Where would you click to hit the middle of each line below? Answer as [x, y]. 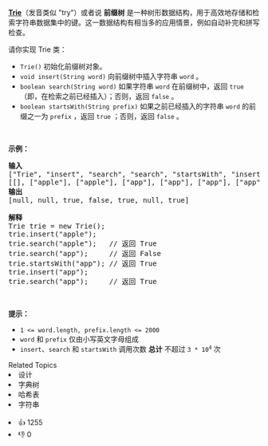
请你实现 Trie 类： [38, 49]
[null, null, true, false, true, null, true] [99, 200]
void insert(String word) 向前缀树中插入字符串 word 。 [111, 76]
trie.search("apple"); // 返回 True [83, 244]
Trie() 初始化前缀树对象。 [63, 66]
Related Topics [33, 365]
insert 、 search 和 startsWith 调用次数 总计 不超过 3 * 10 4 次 [120, 349]
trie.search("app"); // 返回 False [85, 253]
